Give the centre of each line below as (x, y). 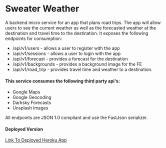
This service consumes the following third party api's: (62, 81)
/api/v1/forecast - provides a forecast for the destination (70, 58)
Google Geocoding (32, 97)
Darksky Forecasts (32, 102)
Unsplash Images (30, 108)
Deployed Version (24, 129)
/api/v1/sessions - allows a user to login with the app (66, 53)
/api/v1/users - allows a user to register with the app (66, 48)
